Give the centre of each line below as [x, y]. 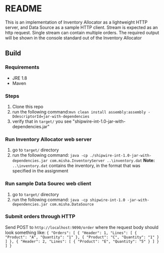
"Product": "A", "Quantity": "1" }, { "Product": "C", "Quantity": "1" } [82, 237]
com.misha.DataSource [72, 204]
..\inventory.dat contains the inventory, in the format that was [76, 166]
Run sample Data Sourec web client [48, 184]
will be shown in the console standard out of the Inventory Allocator [73, 38]
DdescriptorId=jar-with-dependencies [51, 116]
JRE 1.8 [20, 78]
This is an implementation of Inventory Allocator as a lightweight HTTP [76, 22]
